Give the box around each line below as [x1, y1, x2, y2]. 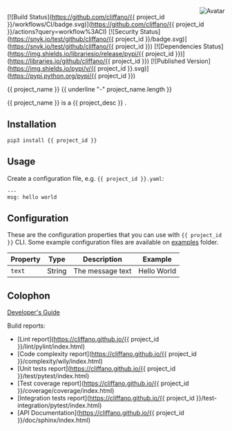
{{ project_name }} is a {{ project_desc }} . [7, 98, 127, 107]
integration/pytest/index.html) [17, 401, 102, 410]
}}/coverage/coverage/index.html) [17, 387, 115, 395]
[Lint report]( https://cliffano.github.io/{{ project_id [17, 335, 159, 344]
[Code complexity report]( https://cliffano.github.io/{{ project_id [17, 350, 197, 358]
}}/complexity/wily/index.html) [17, 357, 104, 366]
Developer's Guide [7, 308, 60, 317]
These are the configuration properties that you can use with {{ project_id [7, 231, 222, 239]
